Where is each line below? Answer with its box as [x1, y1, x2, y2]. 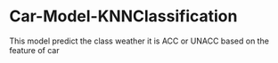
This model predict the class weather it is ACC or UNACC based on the [9, 35, 270, 46]
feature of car [9, 44, 60, 55]
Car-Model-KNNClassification [9, 6, 238, 27]
